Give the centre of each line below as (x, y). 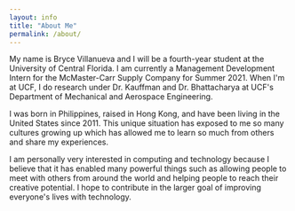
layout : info (33, 17)
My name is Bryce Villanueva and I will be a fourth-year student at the (137, 59)
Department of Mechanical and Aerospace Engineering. (111, 97)
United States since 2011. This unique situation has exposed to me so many (147, 123)
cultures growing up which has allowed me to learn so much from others (142, 133)
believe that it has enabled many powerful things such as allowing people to (148, 168)
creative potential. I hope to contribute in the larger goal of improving (136, 188)
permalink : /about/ (45, 34)
